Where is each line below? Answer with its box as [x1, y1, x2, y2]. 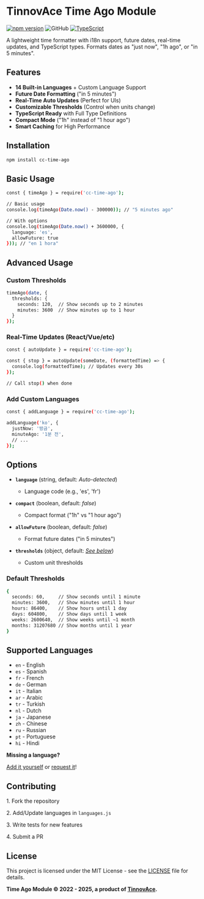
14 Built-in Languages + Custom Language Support [15, 83, 147, 91]
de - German [15, 681, 47, 688]
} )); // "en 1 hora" [6, 240, 59, 247]
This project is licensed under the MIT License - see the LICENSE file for [6, 866, 188, 874]
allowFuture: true [12, 235, 59, 241]
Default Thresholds [6, 575, 65, 583]
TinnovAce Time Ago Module [6, 4, 157, 18]
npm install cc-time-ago [6, 156, 70, 163]
